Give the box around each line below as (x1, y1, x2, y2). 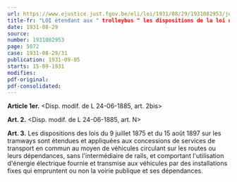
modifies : (7, 69, 37, 76)
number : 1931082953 (7, 37, 65, 44)
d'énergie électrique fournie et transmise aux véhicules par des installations (7, 159, 228, 168)
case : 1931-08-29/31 (7, 50, 68, 57)
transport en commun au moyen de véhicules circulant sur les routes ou (7, 144, 217, 152)
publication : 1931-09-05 (7, 56, 80, 63)
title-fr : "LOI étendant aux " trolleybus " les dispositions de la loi (7, 17, 226, 24)
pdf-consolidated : (7, 83, 61, 90)
